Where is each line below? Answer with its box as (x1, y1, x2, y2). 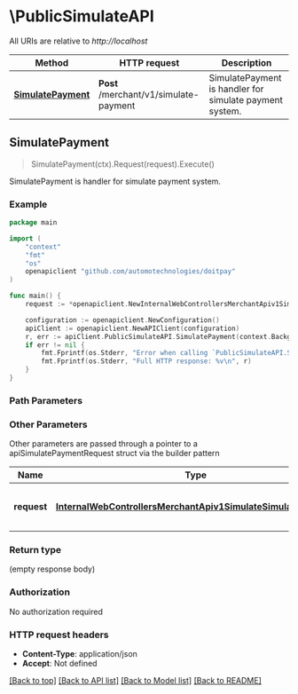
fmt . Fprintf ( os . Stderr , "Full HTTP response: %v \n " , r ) (41, 357, 252, 366)
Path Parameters (9, 394, 82, 406)
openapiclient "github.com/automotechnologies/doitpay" (25, 267, 237, 276)
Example (9, 198, 48, 210)
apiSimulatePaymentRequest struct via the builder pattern (9, 448, 220, 459)
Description (221, 56, 272, 68)
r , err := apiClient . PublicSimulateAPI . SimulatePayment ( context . (25, 332, 272, 341)
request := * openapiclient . (25, 300, 129, 309)
